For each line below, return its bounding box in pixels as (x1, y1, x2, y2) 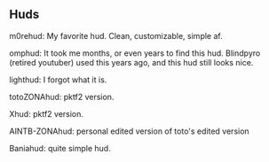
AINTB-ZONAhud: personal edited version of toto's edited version (9, 126, 250, 136)
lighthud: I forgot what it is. (9, 74, 107, 85)
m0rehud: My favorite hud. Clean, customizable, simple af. (9, 30, 224, 41)
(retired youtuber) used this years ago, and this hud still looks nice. (9, 57, 254, 67)
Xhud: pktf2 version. (9, 108, 84, 119)
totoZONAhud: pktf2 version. (9, 91, 115, 102)
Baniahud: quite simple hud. (9, 143, 111, 153)
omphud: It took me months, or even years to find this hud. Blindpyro (9, 48, 261, 58)
